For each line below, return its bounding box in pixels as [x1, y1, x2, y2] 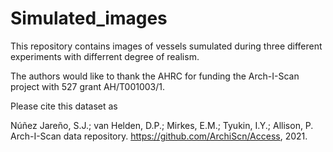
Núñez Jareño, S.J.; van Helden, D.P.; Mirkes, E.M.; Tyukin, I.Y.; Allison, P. [10, 119, 314, 131]
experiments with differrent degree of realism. [10, 50, 200, 62]
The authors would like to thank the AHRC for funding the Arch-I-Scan [10, 70, 300, 82]
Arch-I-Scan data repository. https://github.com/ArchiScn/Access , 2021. [10, 130, 308, 142]
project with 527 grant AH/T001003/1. [10, 80, 166, 92]
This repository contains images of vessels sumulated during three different [10, 40, 323, 52]
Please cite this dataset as [10, 100, 118, 112]
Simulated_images [10, 7, 168, 30]
